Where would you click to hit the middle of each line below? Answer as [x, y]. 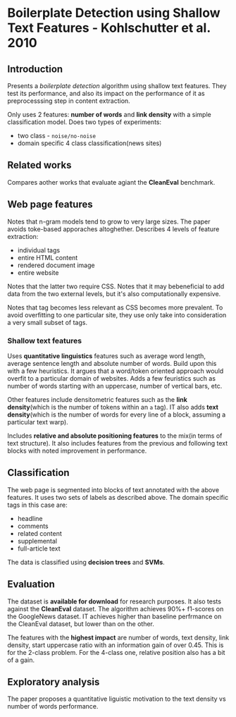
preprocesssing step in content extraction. [69, 101]
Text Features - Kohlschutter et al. [109, 28]
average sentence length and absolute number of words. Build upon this [112, 363]
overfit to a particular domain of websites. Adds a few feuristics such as [112, 378]
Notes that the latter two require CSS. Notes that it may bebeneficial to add [116, 286]
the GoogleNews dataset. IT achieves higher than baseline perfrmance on [114, 616]
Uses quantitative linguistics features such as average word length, [107, 356]
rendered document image [56, 265]
